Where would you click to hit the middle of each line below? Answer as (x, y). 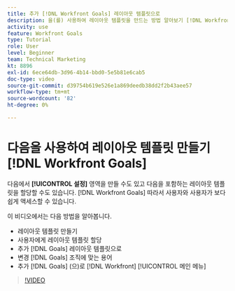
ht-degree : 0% (28, 105)
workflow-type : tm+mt (39, 92)
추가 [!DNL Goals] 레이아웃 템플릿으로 (70, 248)
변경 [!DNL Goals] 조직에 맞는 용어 (65, 257)
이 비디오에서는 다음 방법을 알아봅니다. (59, 216)
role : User (23, 46)
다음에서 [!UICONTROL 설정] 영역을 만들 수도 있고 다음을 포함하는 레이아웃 (110, 184)
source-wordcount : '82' (42, 99)
